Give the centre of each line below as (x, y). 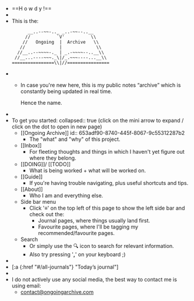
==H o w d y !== (31, 9)
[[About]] (31, 189)
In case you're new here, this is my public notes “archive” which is (101, 85)
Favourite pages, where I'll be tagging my (88, 227)
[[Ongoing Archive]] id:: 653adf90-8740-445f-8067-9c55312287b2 (103, 133)
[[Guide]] (31, 177)
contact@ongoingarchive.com (57, 292)
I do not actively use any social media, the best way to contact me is (94, 279)
